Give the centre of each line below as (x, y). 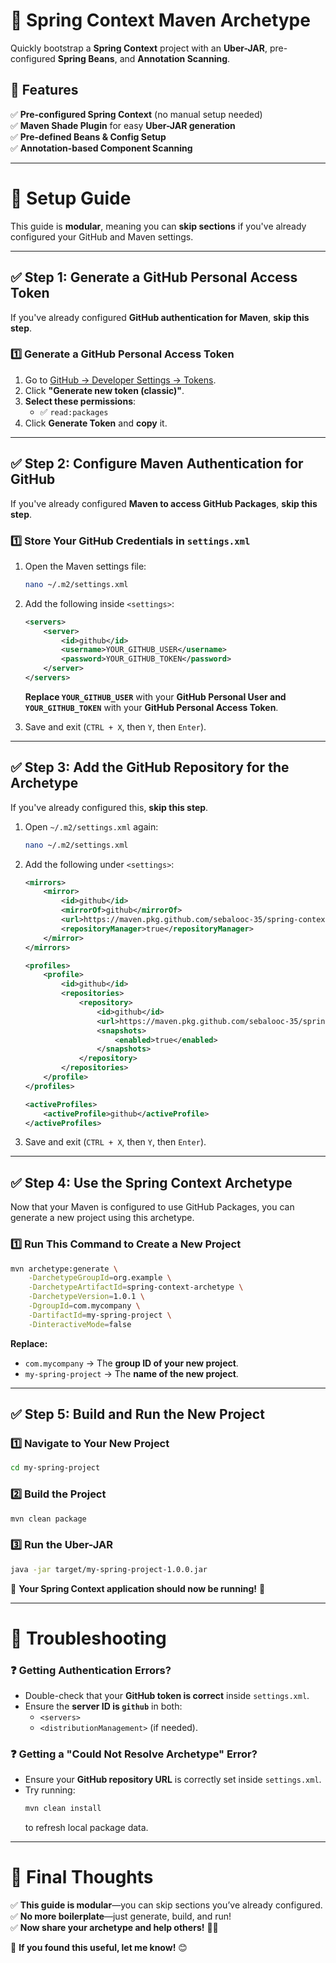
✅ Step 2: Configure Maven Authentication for (157, 464)
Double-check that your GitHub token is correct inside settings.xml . (167, 1696)
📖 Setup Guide (71, 198)
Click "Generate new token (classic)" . (104, 390)
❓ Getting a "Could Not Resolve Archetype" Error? (134, 1754)
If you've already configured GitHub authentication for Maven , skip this (160, 317)
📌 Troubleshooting (88, 1638)
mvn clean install (63, 1809)
